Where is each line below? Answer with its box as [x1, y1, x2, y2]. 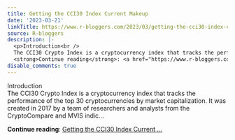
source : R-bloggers [7, 29, 64, 37]
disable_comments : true [7, 62, 77, 69]
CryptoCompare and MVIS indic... [7, 111, 104, 120]
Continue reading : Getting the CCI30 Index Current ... [7, 125, 163, 133]
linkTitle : [7, 23, 39, 30]
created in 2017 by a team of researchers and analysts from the [7, 104, 190, 112]
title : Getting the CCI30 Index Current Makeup [7, 10, 149, 17]
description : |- [7, 36, 55, 43]
